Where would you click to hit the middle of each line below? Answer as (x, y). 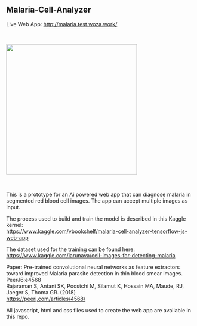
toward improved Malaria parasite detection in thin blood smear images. (95, 273)
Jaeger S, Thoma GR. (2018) (41, 292)
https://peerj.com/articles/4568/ (46, 299)
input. (13, 207)
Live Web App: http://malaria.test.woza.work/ (62, 24)
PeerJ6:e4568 (24, 280)
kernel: (15, 225)
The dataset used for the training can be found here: (71, 249)
